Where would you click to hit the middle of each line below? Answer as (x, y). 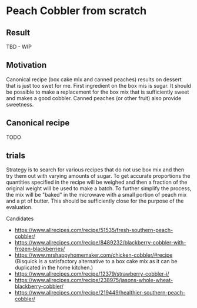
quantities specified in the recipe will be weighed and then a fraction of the (97, 182)
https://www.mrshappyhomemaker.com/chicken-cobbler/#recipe (94, 255)
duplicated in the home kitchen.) (54, 268)
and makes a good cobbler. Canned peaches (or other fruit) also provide (94, 98)
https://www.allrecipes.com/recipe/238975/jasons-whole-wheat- (94, 280)
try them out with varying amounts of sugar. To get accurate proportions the (98, 176)
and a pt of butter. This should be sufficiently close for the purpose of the (95, 201)
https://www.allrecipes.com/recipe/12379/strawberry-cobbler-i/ (92, 274)
